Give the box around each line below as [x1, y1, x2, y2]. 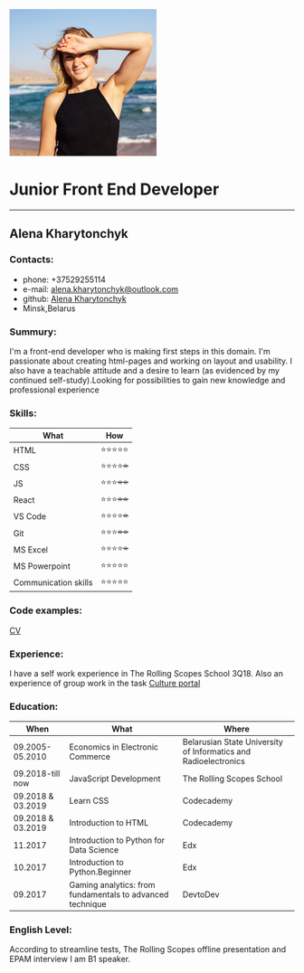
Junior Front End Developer [9, 179, 220, 200]
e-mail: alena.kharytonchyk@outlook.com [22, 283, 179, 294]
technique [69, 898, 107, 909]
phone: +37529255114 [22, 274, 107, 285]
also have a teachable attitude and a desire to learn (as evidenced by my [9, 364, 280, 375]
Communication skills [13, 577, 93, 588]
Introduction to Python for [69, 835, 166, 845]
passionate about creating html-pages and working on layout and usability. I [9, 355, 292, 366]
